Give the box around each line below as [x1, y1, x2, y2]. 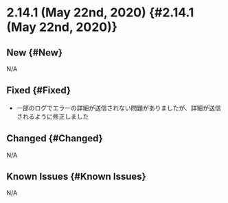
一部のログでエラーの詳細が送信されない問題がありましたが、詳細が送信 [16, 104, 221, 112]
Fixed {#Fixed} [6, 84, 71, 97]
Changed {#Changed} [6, 132, 104, 145]
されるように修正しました [16, 112, 89, 121]
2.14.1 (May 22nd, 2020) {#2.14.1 [6, 5, 194, 21]
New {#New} [6, 47, 63, 58]
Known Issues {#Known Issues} [6, 171, 147, 182]
